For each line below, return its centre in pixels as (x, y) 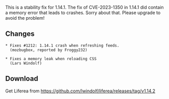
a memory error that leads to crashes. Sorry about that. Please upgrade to (83, 13)
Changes (20, 34)
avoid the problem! (25, 18)
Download (22, 79)
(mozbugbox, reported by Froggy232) (49, 50)
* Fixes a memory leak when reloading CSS (51, 59)
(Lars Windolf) (26, 63)
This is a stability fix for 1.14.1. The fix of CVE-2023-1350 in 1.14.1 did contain (84, 7)
